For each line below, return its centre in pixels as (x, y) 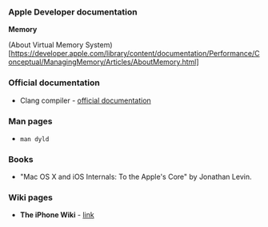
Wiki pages (31, 197)
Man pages (31, 121)
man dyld (34, 139)
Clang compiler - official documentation (86, 100)
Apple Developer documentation (73, 12)
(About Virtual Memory (46, 45)
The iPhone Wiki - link (57, 215)
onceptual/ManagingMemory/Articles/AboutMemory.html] (104, 62)
